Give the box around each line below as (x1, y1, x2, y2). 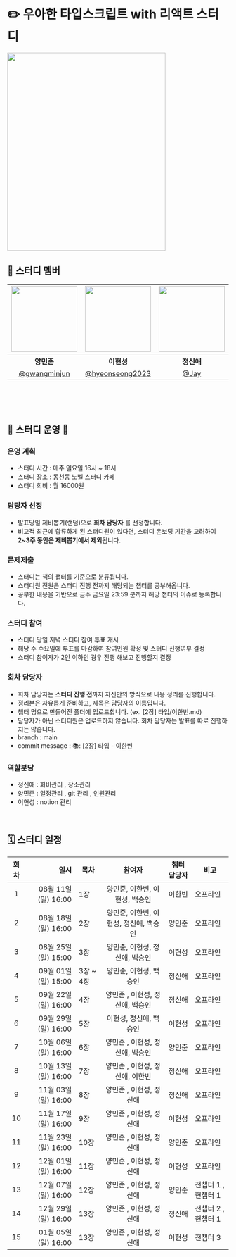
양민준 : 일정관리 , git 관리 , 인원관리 (17, 789, 117, 797)
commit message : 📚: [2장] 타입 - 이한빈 (17, 741, 133, 750)
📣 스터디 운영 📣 (7, 424, 69, 436)
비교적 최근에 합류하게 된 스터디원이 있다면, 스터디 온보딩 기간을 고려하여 (17, 527, 216, 535)
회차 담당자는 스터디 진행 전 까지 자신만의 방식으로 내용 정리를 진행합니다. (17, 689, 216, 698)
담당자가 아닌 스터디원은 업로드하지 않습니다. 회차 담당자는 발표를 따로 (17, 716, 209, 725)
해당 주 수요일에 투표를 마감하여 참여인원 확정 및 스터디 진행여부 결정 (17, 644, 205, 653)
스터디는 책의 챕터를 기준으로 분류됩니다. (17, 573, 129, 581)
